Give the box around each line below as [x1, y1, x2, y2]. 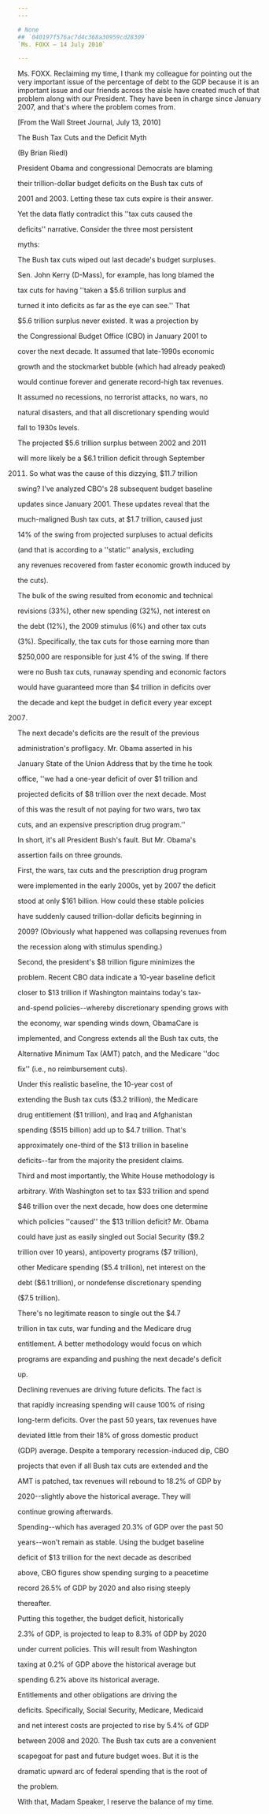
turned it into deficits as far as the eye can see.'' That [17, 301, 190, 310]
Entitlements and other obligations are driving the [17, 1690, 178, 1700]
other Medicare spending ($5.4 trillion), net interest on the [17, 1262, 206, 1273]
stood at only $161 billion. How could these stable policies [17, 896, 205, 906]
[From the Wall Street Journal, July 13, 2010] [17, 117, 161, 127]
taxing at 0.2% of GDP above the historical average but [17, 1660, 197, 1669]
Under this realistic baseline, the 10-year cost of [17, 1080, 173, 1089]
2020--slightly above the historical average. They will [17, 1492, 191, 1501]
